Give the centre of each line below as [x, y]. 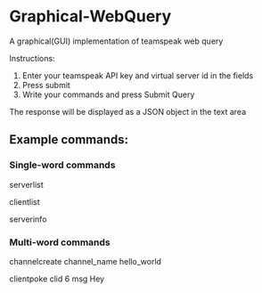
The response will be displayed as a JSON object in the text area [128, 111]
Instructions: [32, 58]
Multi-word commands [60, 242]
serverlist [27, 184]
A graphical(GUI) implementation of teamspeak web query [116, 41]
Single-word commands [62, 165]
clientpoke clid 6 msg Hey [57, 279]
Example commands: [69, 140]
